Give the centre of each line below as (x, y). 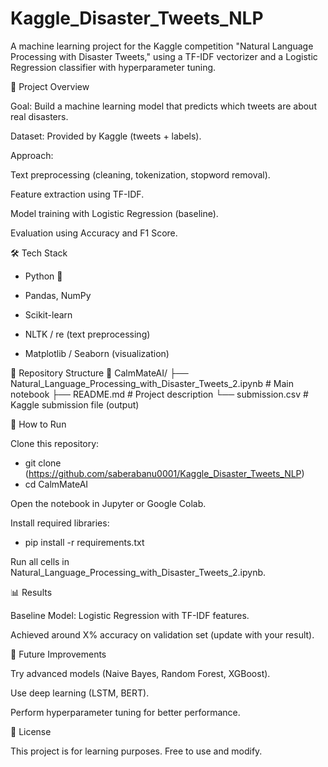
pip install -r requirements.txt (84, 542)
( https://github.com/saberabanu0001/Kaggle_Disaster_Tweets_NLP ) (164, 473)
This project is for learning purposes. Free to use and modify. (136, 751)
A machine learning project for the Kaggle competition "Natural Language (162, 46)
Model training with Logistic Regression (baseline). (114, 213)
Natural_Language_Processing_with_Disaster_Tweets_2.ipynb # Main (152, 383)
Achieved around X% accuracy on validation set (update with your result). (162, 634)
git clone (43, 463)
